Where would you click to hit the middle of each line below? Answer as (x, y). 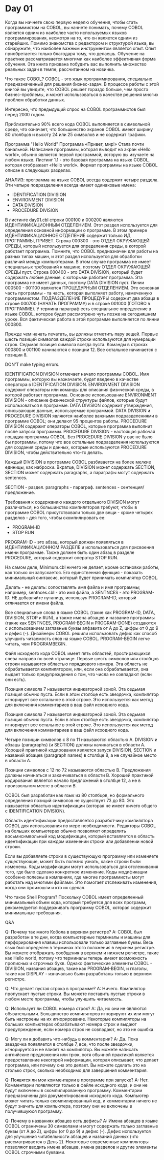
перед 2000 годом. (25, 114)
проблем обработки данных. (35, 99)
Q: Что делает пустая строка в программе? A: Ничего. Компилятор (75, 988)
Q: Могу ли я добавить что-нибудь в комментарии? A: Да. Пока (72, 1039)
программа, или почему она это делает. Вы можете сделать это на (75, 1065)
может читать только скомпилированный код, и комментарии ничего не (81, 1100)
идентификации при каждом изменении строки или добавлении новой (79, 841)
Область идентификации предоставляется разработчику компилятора (79, 820)
